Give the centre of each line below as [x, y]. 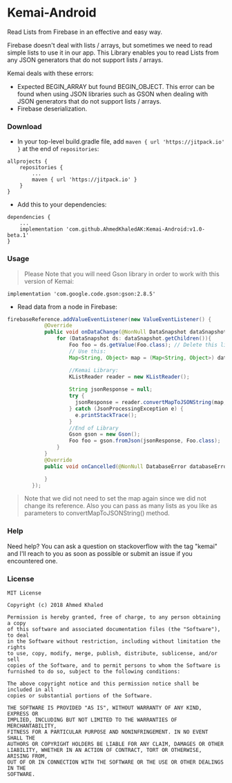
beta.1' [18, 235]
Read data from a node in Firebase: [67, 307]
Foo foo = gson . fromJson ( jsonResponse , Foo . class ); [145, 441]
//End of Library [94, 428]
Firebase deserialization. [52, 108]
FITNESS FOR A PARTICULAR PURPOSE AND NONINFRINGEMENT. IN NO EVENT [108, 732]
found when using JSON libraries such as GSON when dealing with [113, 94]
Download [25, 126]
